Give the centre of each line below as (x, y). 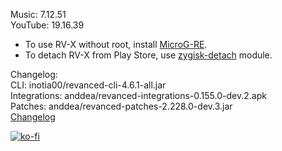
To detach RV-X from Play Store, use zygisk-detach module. (148, 55)
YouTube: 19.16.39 (47, 25)
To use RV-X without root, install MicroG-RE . (116, 44)
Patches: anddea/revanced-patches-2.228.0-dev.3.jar (121, 106)
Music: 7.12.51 (38, 14)
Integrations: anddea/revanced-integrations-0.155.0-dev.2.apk (138, 95)
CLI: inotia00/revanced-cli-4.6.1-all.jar (88, 85)
